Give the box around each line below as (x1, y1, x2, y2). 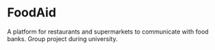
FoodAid (7, 5, 56, 21)
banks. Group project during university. (7, 34, 118, 42)
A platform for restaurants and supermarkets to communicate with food (7, 27, 209, 36)
